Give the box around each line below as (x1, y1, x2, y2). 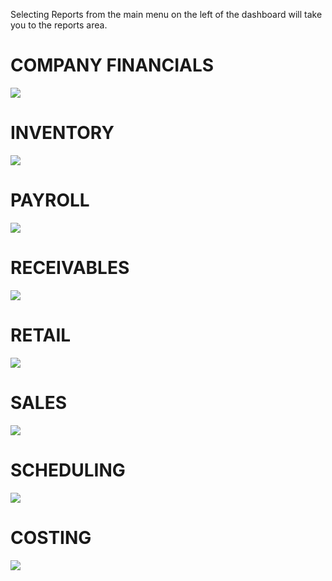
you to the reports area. (10, 19, 108, 31)
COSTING (10, 526, 92, 549)
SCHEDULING (10, 459, 126, 481)
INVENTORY (10, 122, 115, 144)
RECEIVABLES (10, 257, 130, 279)
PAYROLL (10, 189, 90, 212)
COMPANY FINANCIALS (10, 54, 215, 77)
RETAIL (10, 324, 72, 346)
